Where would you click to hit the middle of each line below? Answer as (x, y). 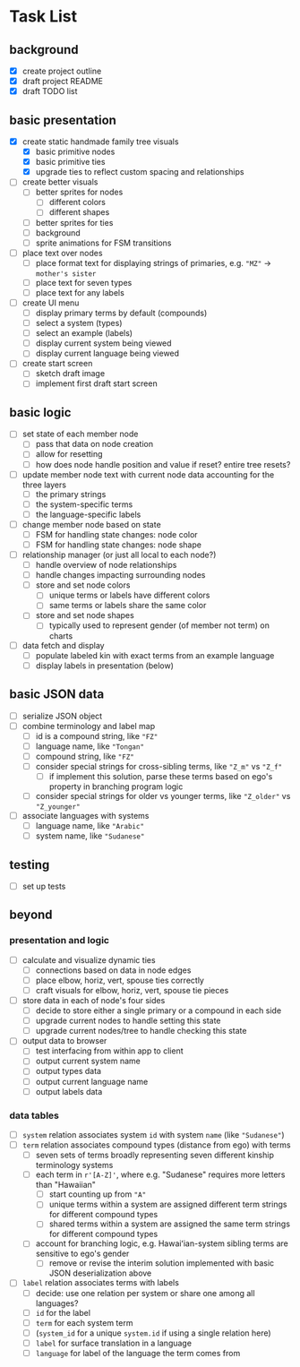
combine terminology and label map (89, 726)
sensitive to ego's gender (82, 1254)
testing (30, 865)
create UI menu (51, 303)
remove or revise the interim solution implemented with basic (162, 1263)
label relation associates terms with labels (100, 1283)
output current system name (88, 1061)
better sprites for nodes (79, 192)
